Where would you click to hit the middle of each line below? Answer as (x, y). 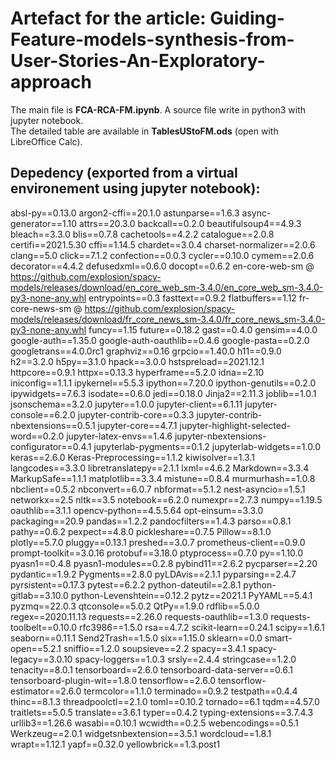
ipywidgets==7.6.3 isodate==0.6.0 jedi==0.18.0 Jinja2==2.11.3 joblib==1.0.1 (163, 393)
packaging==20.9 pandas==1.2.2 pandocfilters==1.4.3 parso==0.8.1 (151, 521)
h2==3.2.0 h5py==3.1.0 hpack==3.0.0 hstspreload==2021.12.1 (137, 361)
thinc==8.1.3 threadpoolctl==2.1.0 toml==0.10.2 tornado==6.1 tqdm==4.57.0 (165, 701)
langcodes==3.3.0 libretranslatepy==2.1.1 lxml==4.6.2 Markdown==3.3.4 (160, 468)
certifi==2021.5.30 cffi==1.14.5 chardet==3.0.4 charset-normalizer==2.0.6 (163, 244)
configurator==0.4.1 (51, 446)
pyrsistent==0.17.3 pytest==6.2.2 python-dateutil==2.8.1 (126, 584)
